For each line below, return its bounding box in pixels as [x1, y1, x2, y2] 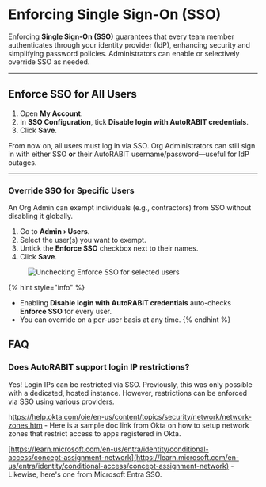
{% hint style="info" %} [8, 283, 85, 293]
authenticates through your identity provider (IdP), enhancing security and [8, 40, 251, 49]
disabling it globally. [8, 212, 74, 221]
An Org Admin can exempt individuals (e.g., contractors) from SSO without [8, 203, 252, 213]
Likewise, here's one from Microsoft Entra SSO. [8, 470, 162, 479]
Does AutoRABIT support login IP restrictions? [8, 362, 190, 373]
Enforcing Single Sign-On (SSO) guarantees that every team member [8, 32, 235, 41]
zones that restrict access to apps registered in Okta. [8, 428, 181, 438]
